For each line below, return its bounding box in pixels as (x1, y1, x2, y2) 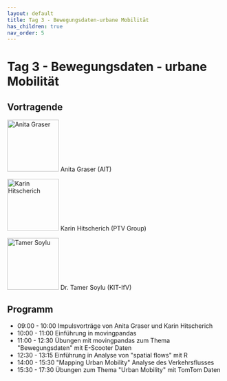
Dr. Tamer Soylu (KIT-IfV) (60, 284, 132, 292)
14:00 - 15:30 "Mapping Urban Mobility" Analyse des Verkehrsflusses (17, 358, 215, 367)
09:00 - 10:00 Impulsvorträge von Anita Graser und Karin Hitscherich (17, 322, 213, 330)
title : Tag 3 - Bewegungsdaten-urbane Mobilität (7, 17, 149, 23)
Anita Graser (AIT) (60, 165, 112, 173)
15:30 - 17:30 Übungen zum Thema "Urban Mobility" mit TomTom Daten (17, 366, 221, 374)
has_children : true (7, 23, 63, 30)
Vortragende (7, 101, 63, 113)
